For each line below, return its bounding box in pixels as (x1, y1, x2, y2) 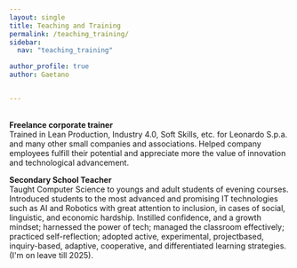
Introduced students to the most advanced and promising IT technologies (9, 193, 278, 204)
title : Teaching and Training (9, 21, 122, 30)
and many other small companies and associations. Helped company (9, 138, 262, 149)
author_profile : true (9, 62, 90, 71)
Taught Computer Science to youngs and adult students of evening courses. (9, 184, 289, 194)
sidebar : (9, 37, 42, 47)
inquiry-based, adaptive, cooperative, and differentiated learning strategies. (9, 240, 287, 251)
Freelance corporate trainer (9, 119, 114, 130)
